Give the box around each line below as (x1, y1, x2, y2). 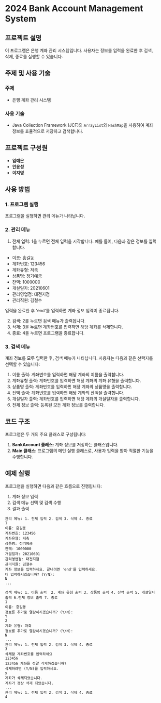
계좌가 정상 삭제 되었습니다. (5, 681, 54, 686)
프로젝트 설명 (5, 33, 42, 42)
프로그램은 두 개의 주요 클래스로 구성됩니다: (5, 431, 87, 437)
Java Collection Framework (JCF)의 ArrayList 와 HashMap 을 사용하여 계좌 (12, 122, 153, 128)
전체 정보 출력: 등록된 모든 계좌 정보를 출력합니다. (12, 402, 105, 408)
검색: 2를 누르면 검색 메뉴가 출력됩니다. (12, 318, 86, 323)
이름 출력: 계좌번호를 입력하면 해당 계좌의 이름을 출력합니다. (12, 372, 125, 378)
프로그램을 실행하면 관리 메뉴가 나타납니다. (5, 213, 86, 219)
